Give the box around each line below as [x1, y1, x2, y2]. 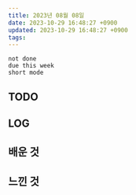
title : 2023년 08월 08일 [8, 11, 85, 20]
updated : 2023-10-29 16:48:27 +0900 [8, 26, 128, 34]
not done [8, 55, 37, 63]
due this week [8, 62, 55, 70]
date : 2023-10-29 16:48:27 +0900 [8, 19, 118, 27]
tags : [8, 33, 26, 42]
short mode [8, 68, 44, 77]
